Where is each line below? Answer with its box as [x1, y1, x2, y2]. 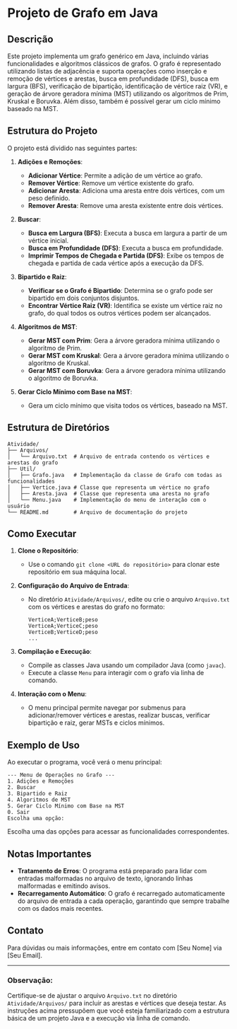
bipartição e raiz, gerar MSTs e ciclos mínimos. [28, 718, 165, 727]
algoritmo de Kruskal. [28, 359, 90, 367]
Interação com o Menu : [17, 690, 87, 699]
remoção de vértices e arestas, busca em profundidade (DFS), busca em [7, 74, 219, 83]
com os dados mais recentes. [17, 904, 104, 913]
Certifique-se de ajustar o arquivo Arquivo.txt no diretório [7, 991, 178, 1000]
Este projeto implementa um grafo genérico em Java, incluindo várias [7, 52, 209, 60]
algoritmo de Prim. [28, 343, 83, 352]
